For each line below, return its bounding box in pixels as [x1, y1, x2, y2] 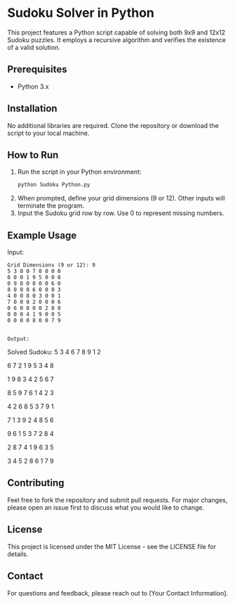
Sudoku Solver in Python [7, 5, 154, 21]
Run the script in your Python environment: [17, 167, 142, 176]
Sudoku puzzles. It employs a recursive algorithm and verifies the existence [7, 35, 227, 44]
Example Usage [7, 229, 77, 241]
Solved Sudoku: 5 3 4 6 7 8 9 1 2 [7, 348, 101, 356]
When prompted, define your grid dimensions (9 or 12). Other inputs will [17, 194, 226, 203]
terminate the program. [17, 202, 85, 210]
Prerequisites [7, 63, 67, 75]
